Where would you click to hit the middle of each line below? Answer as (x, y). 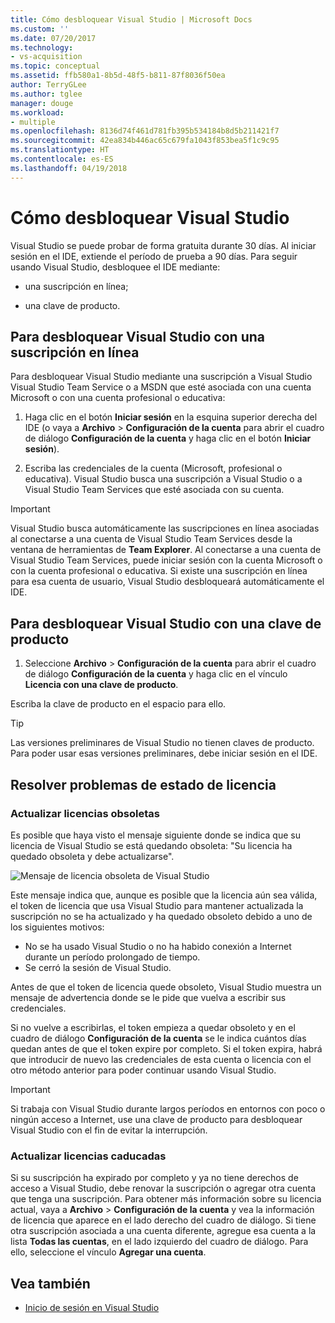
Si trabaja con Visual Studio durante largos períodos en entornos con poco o (168, 1108)
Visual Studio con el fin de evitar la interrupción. (109, 1130)
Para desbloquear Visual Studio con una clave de (166, 623)
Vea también (50, 1283)
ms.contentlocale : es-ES (62, 159)
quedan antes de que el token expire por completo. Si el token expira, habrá (166, 1048)
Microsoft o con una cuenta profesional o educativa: (118, 398)
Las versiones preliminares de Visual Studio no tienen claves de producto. (162, 743)
